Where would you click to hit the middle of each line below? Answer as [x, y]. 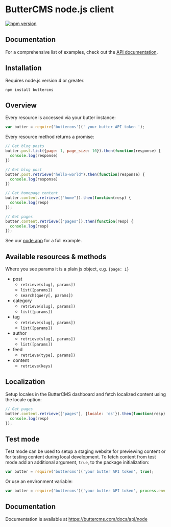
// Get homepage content [32, 193]
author [20, 333]
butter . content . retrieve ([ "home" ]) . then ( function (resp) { [68, 198]
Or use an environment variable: [39, 482]
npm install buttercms [29, 90]
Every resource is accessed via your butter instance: [60, 118]
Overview [21, 105]
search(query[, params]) [47, 296]
